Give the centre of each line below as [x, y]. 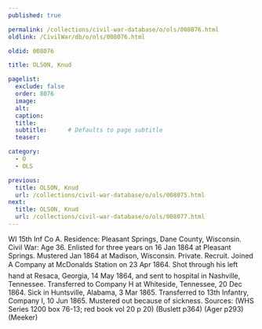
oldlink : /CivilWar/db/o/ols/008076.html [77, 37]
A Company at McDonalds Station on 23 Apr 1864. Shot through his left [123, 264]
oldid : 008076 [31, 51]
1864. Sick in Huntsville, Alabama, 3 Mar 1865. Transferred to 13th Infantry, [129, 292]
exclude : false [40, 87]
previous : [24, 180]
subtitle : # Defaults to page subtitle [89, 130]
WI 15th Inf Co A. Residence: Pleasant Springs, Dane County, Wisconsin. [125, 239]
